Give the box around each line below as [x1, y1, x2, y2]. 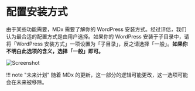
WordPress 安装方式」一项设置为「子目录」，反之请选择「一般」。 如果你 [16, 40, 188, 47]
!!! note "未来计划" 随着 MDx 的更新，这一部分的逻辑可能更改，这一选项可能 [6, 71, 189, 78]
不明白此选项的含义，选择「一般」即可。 [6, 47, 104, 54]
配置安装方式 [6, 5, 69, 19]
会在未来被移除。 [6, 78, 47, 85]
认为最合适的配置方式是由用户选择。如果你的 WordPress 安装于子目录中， [6, 33, 184, 40]
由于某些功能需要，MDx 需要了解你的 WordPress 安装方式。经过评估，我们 [6, 26, 187, 33]
